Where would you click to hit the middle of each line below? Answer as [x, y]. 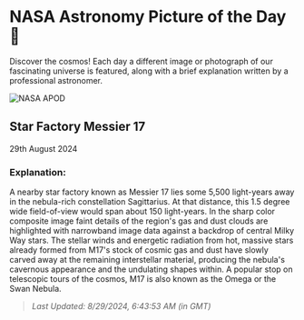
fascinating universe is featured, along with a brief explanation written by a [149, 71]
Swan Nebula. [35, 289]
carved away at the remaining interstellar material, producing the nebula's [147, 260]
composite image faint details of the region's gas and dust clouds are [139, 221]
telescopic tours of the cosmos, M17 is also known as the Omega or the [143, 279]
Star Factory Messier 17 [78, 127]
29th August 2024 [44, 148]
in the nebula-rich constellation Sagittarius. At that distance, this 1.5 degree [150, 202]
